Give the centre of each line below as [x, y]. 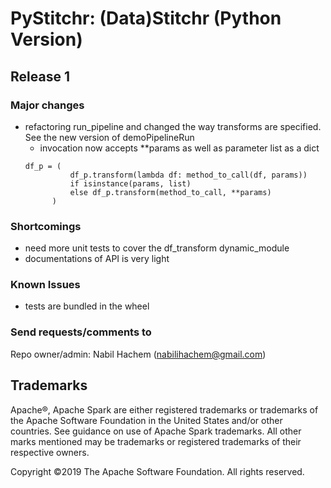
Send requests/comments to [81, 332]
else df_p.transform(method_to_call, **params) [170, 192]
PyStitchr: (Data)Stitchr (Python [146, 18]
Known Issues [45, 285]
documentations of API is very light [97, 259]
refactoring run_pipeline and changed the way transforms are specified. [173, 126]
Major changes [47, 105]
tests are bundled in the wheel [87, 306]
